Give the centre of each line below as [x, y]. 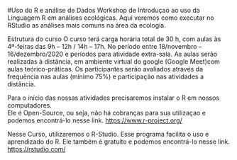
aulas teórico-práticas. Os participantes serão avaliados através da [105, 69]
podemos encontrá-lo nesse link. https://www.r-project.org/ [95, 120]
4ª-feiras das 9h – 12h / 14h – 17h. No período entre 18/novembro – [105, 46]
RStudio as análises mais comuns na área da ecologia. [87, 25]
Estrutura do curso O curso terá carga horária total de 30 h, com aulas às [114, 39]
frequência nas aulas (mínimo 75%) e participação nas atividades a [106, 76]
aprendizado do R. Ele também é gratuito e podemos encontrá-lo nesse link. [119, 142]
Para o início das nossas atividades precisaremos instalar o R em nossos [114, 98]
